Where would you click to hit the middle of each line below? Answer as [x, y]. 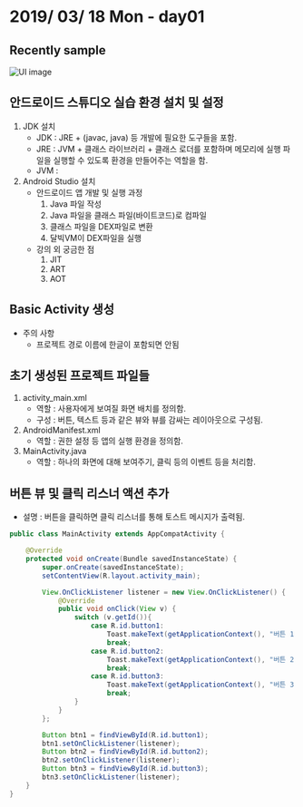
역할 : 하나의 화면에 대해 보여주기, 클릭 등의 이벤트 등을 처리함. [146, 462]
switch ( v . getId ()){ [113, 617]
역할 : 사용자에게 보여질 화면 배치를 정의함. [111, 409]
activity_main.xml [55, 398]
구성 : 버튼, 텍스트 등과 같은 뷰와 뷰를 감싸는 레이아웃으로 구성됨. [149, 420]
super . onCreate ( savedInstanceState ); [113, 567]
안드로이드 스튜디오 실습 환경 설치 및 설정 [117, 103]
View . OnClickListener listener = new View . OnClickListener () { [164, 592]
